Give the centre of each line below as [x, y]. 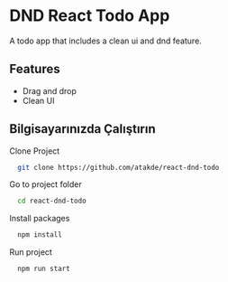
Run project [31, 252]
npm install [40, 235]
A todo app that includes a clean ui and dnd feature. [106, 41]
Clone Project [35, 151]
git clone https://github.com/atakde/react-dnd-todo [119, 167]
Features [35, 69]
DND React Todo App [90, 16]
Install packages [40, 219]
